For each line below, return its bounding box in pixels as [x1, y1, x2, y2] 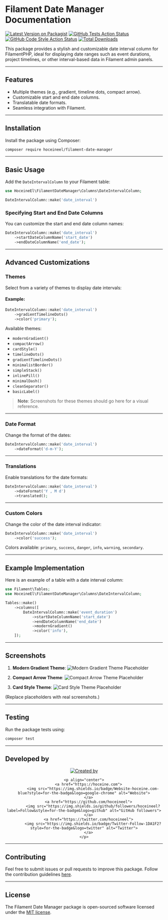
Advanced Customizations [5, 258, 90, 267]
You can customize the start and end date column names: [5, 221, 124, 227]
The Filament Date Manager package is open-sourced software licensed [5, 903, 154, 909]
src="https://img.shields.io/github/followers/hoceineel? [36, 804, 160, 809]
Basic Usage [5, 165, 45, 174]
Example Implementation [5, 564, 85, 572]
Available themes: [5, 325, 41, 331]
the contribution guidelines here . [5, 871, 72, 877]
